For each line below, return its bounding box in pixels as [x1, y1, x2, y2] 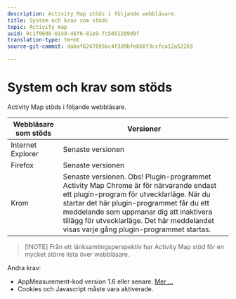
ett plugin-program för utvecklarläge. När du [63, 189, 211, 199]
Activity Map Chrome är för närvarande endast [63, 180, 216, 190]
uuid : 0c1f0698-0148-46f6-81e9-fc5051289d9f [7, 30, 140, 37]
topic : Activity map [7, 23, 68, 30]
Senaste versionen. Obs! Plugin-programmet [63, 172, 211, 182]
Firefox [11, 160, 34, 170]
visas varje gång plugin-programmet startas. [63, 224, 211, 234]
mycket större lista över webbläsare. [24, 250, 130, 258]
